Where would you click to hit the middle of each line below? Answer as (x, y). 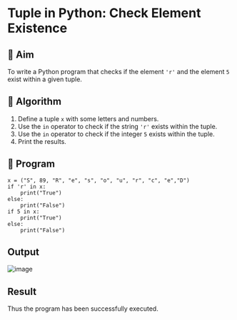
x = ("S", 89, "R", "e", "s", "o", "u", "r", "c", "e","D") (99, 180)
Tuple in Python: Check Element (104, 13)
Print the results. (42, 141)
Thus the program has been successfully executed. (83, 309)
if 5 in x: (24, 212)
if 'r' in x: (27, 187)
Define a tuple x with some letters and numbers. (88, 118)
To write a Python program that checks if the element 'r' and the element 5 (118, 72)
